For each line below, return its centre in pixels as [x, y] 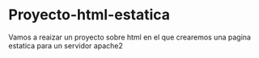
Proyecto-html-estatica [89, 15]
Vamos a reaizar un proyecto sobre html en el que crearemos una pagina [129, 37]
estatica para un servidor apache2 [66, 45]
